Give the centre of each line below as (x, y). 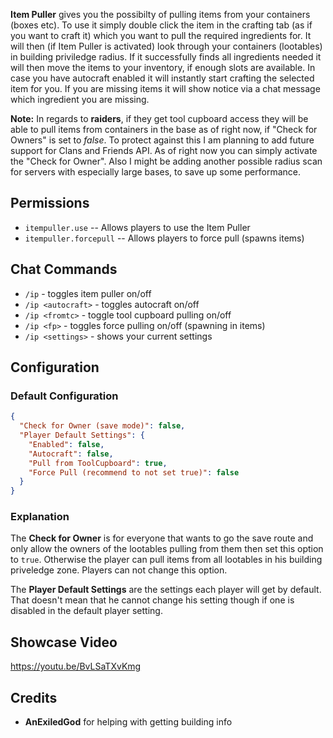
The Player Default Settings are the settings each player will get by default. (166, 590)
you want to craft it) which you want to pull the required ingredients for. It (161, 35)
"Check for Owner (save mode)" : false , (102, 426)
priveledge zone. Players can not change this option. (119, 570)
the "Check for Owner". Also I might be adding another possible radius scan (166, 161)
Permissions (50, 203)
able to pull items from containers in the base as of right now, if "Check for (164, 129)
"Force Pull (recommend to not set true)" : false (134, 472)
